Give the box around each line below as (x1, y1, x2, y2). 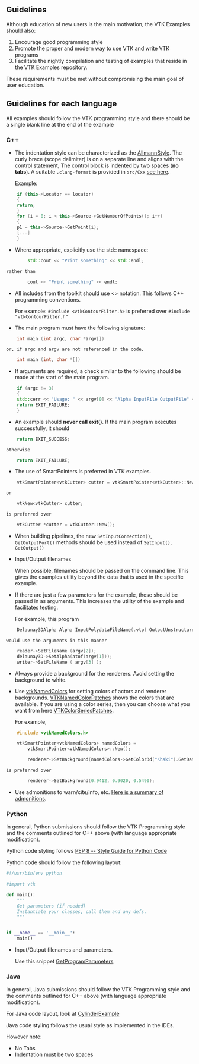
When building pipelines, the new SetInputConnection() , (14, 532, 152, 540)
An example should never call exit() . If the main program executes (14, 418, 177, 425)
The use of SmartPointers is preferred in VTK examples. (14, 468, 152, 475)
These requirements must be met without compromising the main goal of (6, 75, 184, 82)
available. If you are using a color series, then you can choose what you (14, 700, 190, 707)
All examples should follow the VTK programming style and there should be (6, 114, 191, 121)
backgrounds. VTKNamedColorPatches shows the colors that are (14, 694, 175, 701)
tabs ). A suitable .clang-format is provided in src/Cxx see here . (14, 168, 170, 175)
